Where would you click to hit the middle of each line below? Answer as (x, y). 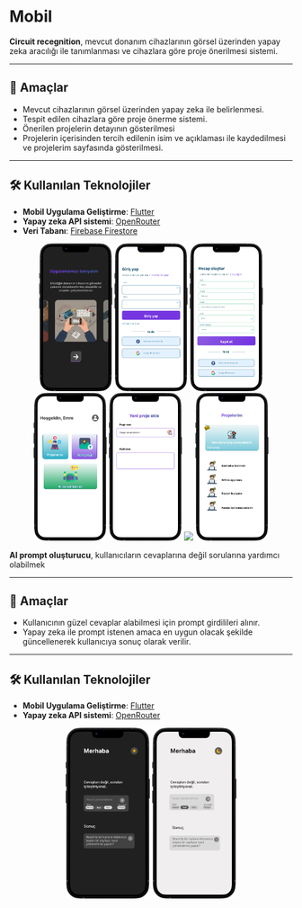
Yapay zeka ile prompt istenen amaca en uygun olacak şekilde (138, 632)
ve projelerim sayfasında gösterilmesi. (93, 147)
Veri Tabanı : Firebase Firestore (80, 230)
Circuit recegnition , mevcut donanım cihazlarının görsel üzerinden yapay (145, 41)
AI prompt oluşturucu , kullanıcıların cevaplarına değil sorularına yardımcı (145, 555)
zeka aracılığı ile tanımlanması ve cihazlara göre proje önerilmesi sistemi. (144, 50)
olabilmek (27, 565)
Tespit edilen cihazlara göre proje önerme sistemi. (115, 119)
